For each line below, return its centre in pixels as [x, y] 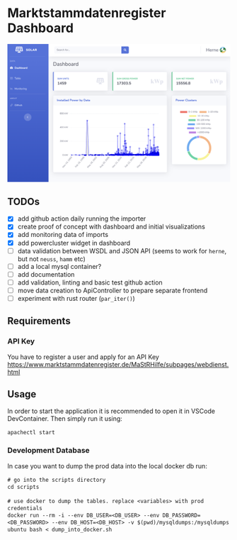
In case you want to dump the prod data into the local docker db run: [107, 465]
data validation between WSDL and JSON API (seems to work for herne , [122, 250]
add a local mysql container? [59, 266]
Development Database [48, 451]
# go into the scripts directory [57, 480]
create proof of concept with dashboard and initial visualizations [111, 227]
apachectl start [31, 433]
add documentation [46, 274]
